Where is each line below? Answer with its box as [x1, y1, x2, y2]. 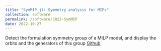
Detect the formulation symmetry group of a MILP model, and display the [5, 35, 156, 41]
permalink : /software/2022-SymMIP [5, 16, 78, 21]
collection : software [5, 12, 51, 17]
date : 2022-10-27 [5, 21, 42, 26]
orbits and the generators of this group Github [5, 40, 101, 46]
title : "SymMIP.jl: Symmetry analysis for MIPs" [5, 7, 109, 12]
